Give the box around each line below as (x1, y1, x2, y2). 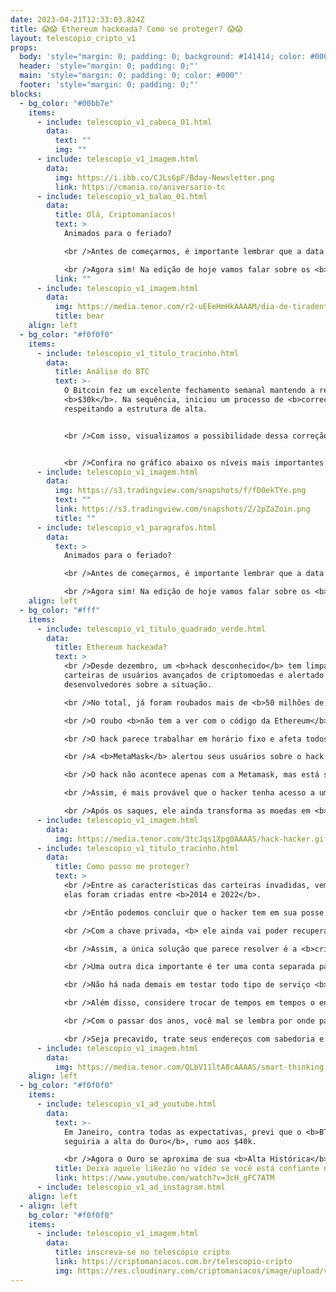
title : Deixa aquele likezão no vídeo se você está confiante (54, 1164, 320, 1174)
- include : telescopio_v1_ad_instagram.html (36, 1182, 226, 1192)
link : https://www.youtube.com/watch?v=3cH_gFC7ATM (54, 1173, 275, 1183)
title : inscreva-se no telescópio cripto (54, 1247, 230, 1258)
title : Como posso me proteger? (54, 862, 190, 872)
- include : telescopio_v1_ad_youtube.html (36, 1099, 217, 1109)
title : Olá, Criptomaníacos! (54, 210, 177, 220)
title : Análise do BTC (54, 367, 150, 377)
